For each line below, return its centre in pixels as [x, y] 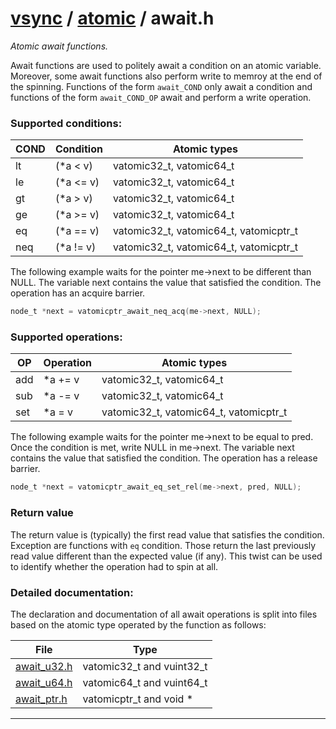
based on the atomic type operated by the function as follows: [138, 624]
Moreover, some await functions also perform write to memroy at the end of [166, 76]
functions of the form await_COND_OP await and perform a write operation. [161, 97]
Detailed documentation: [72, 592]
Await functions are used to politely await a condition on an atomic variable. [166, 65]
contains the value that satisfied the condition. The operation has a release [164, 458]
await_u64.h [44, 682]
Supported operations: [66, 337]
